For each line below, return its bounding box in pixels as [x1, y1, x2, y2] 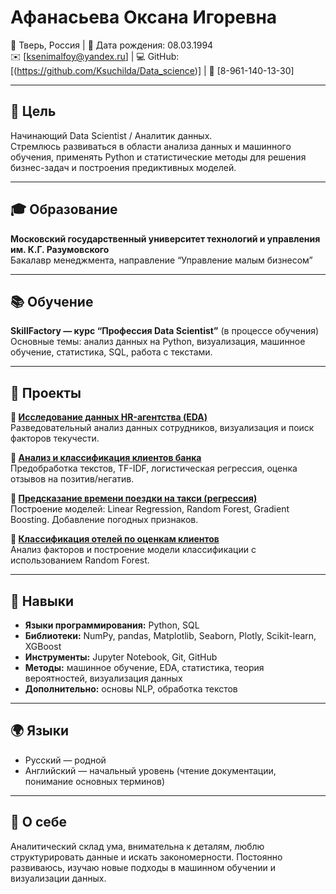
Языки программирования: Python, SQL [24, 619, 200, 631]
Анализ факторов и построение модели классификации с [10, 544, 257, 556]
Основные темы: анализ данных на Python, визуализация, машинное [10, 336, 306, 348]
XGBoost [24, 641, 62, 652]
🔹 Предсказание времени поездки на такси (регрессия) [10, 492, 258, 505]
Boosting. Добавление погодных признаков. [10, 514, 199, 526]
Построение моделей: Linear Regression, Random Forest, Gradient [10, 503, 290, 515]
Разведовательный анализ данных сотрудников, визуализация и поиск [10, 422, 315, 434]
